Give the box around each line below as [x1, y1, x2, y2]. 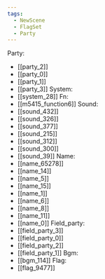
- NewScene [13, 17, 45, 24]
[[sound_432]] [17, 107, 59, 116]
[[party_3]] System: [17, 85, 73, 93]
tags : [7, 10, 23, 18]
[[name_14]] [17, 167, 52, 175]
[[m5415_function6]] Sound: [17, 100, 99, 109]
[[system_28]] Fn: [17, 93, 69, 101]
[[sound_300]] [17, 144, 59, 153]
